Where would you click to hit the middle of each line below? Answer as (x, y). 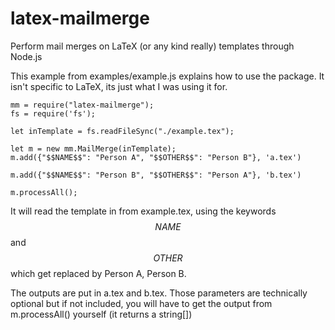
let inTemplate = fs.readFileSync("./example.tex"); (122, 131)
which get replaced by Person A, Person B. (98, 273)
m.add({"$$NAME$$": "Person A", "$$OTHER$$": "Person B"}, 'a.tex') (156, 157)
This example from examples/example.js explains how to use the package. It (167, 76)
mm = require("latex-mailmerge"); (82, 105)
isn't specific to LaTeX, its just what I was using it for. (119, 86)
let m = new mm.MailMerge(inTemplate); (93, 148)
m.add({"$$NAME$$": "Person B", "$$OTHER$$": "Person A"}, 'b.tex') (156, 175)
